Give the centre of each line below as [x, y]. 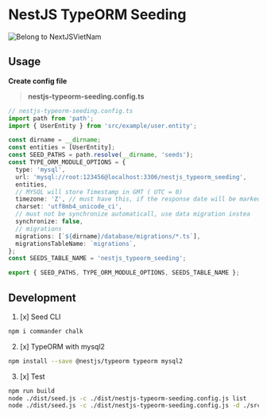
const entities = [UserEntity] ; [62, 148]
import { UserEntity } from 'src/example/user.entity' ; [103, 126]
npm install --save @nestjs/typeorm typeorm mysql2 [95, 361]
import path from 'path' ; [51, 118]
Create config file [38, 80]
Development [43, 297]
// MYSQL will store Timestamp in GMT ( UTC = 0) [99, 192]
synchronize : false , [49, 221]
